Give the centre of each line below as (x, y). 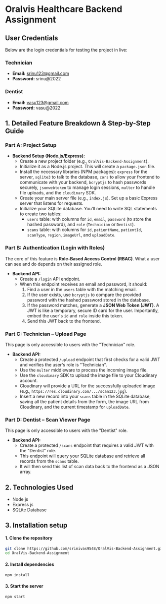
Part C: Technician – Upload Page (46, 334)
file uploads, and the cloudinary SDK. (58, 193)
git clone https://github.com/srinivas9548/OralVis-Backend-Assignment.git (85, 548)
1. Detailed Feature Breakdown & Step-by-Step (78, 123)
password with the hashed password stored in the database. (89, 300)
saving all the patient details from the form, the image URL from (84, 401)
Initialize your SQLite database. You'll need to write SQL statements (88, 209)
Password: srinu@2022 (37, 79)
